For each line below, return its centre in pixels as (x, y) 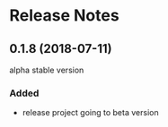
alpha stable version (47, 70)
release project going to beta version (90, 113)
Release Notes (64, 16)
